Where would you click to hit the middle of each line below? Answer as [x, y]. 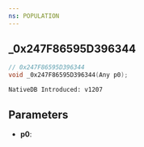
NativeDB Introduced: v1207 [56, 90]
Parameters [38, 115]
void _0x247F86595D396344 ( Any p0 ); [68, 75]
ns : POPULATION [34, 16]
